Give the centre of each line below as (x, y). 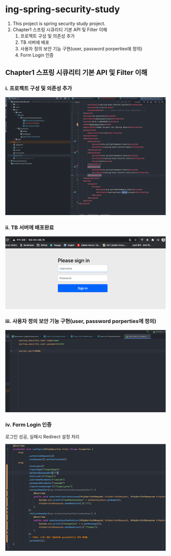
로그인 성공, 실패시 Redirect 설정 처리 (42, 437)
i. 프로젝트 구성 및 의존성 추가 (39, 89)
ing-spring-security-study (63, 9)
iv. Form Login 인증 (28, 425)
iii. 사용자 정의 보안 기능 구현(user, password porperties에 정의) (81, 321)
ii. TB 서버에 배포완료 (30, 228)
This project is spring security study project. (59, 23)
